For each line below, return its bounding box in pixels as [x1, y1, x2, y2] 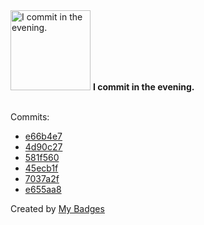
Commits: [10, 111, 50, 123]
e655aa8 [24, 184, 62, 195]
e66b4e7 [24, 130, 63, 142]
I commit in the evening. [92, 81, 195, 93]
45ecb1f [24, 162, 59, 174]
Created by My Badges [10, 203, 105, 214]
